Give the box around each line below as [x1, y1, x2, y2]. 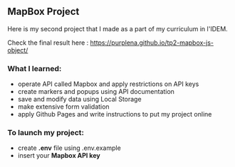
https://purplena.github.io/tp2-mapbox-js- [90, 38, 214, 47]
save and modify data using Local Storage [17, 95, 142, 104]
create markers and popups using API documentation [17, 87, 174, 96]
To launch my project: [7, 128, 84, 138]
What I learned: [7, 63, 62, 73]
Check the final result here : [7, 38, 89, 47]
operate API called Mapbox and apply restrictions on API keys [17, 80, 199, 88]
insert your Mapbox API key [17, 151, 101, 160]
